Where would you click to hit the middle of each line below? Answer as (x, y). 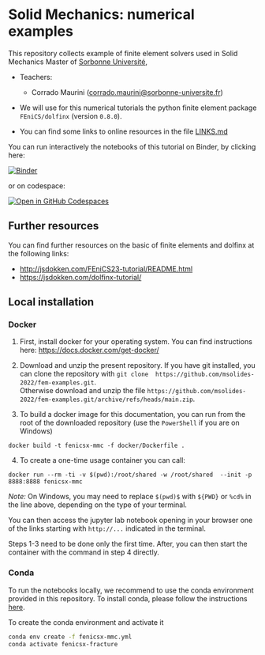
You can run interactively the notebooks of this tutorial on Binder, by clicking (132, 146)
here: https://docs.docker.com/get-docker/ (89, 350)
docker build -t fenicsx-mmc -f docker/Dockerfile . (97, 446)
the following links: (39, 253)
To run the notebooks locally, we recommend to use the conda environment (131, 590)
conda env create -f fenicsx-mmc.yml (70, 637)
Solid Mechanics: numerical (101, 15)
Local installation (51, 302)
